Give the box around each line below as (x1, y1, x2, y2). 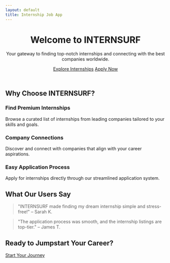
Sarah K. (34, 209, 52, 215)
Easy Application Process (5, 163, 70, 171)
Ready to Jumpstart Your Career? (5, 239, 114, 247)
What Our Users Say (5, 190, 71, 199)
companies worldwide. (62, 56, 109, 62)
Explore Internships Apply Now (53, 66, 118, 72)
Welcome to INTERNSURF (30, 34, 141, 46)
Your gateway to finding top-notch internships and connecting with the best (6, 51, 165, 57)
